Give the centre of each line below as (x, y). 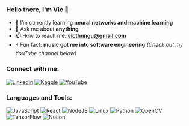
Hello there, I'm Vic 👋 (38, 10)
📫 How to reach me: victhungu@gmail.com (70, 36)
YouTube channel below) (46, 53)
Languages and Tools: (39, 97)
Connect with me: (33, 69)
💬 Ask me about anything (47, 29)
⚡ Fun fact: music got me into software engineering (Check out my (99, 45)
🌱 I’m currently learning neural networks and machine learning (94, 23)
